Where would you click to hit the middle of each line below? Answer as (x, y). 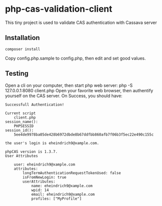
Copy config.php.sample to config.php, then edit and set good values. (76, 58)
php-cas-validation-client (59, 9)
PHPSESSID (24, 126)
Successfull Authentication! (35, 104)
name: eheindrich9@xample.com (62, 186)
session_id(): (20, 130)
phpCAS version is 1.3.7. (31, 152)
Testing (17, 73)
